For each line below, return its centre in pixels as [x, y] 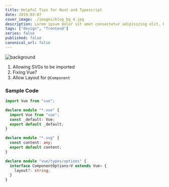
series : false [20, 33]
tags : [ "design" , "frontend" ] [37, 29]
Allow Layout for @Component [41, 77]
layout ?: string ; [32, 170]
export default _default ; [37, 124]
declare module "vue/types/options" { [46, 161]
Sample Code [22, 90]
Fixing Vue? [25, 72]
